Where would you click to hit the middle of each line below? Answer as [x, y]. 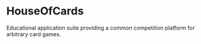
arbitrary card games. [34, 34]
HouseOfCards [45, 11]
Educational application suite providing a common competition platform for [100, 28]
